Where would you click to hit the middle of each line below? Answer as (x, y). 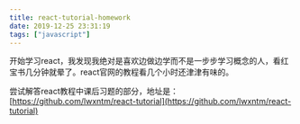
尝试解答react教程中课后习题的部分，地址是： (94, 92)
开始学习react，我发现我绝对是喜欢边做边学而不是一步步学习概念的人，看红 (149, 61)
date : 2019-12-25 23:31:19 (60, 26)
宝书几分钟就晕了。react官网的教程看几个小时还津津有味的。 (122, 72)
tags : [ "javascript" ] (50, 34)
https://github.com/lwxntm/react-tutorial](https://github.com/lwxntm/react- (152, 102)
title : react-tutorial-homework (70, 18)
